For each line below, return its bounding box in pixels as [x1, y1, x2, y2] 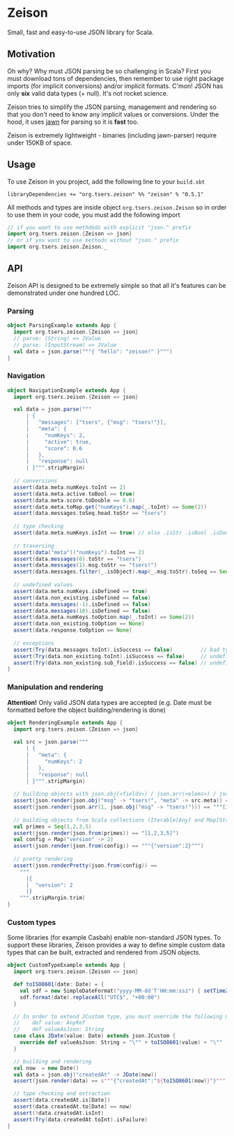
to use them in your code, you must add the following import [7, 210, 180, 219]
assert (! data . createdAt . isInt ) [13, 1109, 104, 1116]
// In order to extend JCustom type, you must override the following [13, 1013, 223, 1020]
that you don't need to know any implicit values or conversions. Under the [7, 110, 219, 118]
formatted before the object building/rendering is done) [7, 706, 166, 714]
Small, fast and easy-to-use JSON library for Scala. [7, 28, 155, 36]
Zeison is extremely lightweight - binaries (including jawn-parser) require [7, 131, 217, 139]
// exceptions [13, 639, 54, 647]
